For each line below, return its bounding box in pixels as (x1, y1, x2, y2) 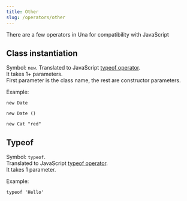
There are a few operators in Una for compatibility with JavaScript (6, 31, 170, 38)
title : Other (6, 8, 39, 15)
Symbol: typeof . (6, 154, 46, 161)
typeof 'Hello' (6, 190, 44, 196)
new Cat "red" (6, 121, 42, 127)
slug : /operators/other (6, 14, 66, 20)
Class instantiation (6, 48, 78, 58)
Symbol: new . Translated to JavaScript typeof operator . (6, 64, 141, 71)
